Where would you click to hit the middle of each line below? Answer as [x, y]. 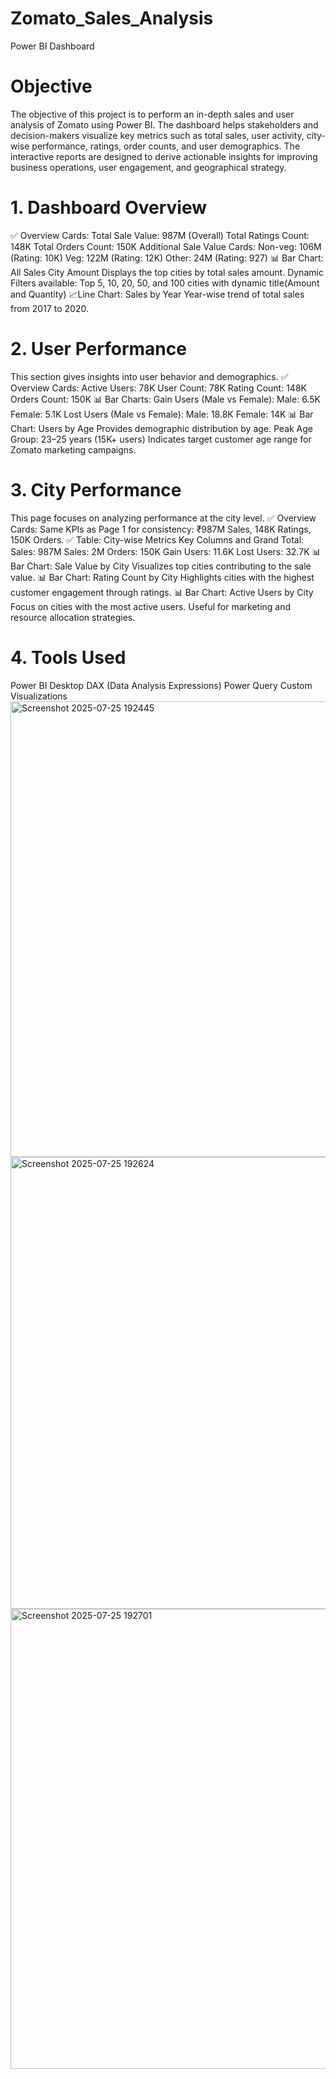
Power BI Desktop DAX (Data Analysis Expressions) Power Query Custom [161, 685]
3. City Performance [96, 489]
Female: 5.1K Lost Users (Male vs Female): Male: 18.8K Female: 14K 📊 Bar [162, 414]
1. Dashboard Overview [108, 208]
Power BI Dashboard [52, 46]
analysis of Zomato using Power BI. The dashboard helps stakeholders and [164, 124]
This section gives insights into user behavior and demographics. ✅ [149, 376]
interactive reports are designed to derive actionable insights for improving [164, 156]
